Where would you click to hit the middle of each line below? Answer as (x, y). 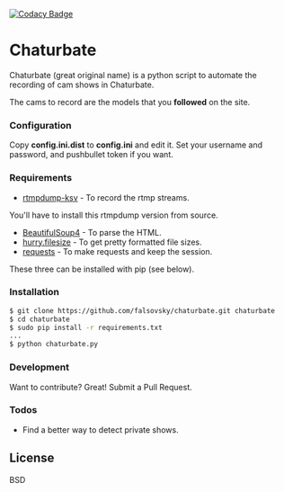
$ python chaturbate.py (54, 344)
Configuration (40, 125)
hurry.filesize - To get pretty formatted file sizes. (112, 242)
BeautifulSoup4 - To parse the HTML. (92, 232)
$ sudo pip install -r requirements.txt (86, 327)
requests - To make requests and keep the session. (117, 251)
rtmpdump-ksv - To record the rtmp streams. (106, 197)
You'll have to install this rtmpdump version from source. (114, 215)
